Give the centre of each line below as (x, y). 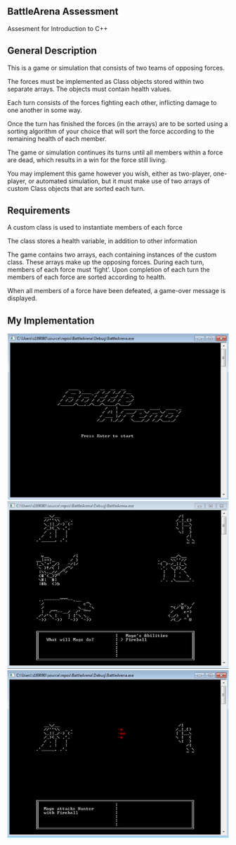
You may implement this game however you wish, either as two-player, (110, 173)
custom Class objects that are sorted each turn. (76, 188)
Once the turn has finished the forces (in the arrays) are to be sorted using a (118, 123)
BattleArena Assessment (63, 12)
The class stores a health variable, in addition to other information (103, 241)
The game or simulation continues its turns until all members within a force (115, 152)
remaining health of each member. (57, 138)
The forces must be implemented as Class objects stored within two (106, 81)
